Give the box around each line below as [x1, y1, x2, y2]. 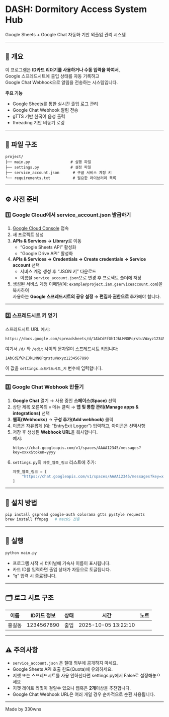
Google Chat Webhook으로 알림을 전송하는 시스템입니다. [5, 79, 118, 85]
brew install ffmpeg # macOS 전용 [5, 517, 80, 522]
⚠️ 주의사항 [5, 646, 38, 654]
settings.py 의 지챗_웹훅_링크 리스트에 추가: [12, 459, 97, 465]
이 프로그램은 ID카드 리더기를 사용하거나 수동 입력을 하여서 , [5, 66, 120, 72]
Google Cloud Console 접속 [12, 225, 69, 231]
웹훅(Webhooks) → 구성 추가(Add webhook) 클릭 [12, 416, 114, 422]
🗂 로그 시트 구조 [5, 594, 54, 602]
